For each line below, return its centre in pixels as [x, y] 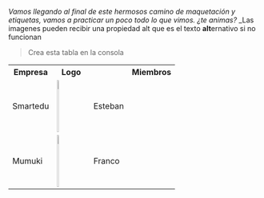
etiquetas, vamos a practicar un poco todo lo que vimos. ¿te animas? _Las [131, 20]
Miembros [152, 72]
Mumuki [28, 161]
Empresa [30, 72]
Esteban [109, 106]
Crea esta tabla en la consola [76, 52]
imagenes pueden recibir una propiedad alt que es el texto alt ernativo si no [132, 28]
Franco [106, 161]
